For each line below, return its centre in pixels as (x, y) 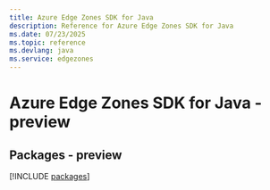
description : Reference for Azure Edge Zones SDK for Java (122, 26)
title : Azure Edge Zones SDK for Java (81, 17)
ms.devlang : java (42, 51)
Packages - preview (66, 155)
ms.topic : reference (48, 42)
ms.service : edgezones (51, 59)
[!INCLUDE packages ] (50, 176)
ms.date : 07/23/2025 (48, 34)
